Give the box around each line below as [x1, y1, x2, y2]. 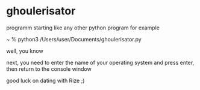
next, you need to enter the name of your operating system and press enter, [6, 59, 195, 66]
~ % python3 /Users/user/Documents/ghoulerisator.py [6, 35, 142, 43]
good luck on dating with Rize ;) [6, 77, 85, 84]
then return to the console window [6, 65, 92, 73]
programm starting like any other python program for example [6, 24, 160, 31]
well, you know [6, 47, 43, 55]
